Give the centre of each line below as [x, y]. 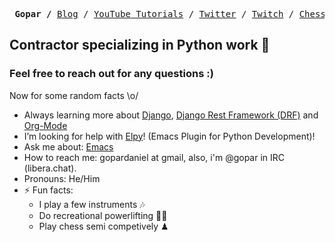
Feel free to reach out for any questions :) [111, 74]
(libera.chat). [50, 168]
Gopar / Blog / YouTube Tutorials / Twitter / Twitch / [154, 14]
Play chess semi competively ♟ [103, 226]
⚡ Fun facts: [48, 190]
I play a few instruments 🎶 [92, 204]
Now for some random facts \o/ [74, 95]
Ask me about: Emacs [68, 146]
